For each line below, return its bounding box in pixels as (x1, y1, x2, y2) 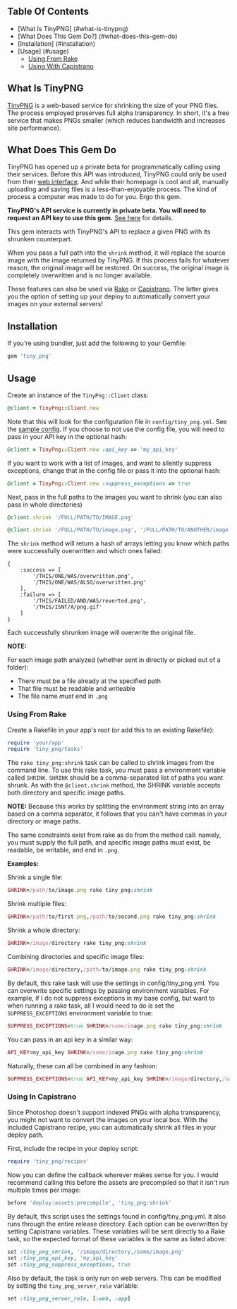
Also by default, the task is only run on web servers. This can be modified (7, 1274, 221, 1283)
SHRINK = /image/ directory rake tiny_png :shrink (7, 940, 147, 947)
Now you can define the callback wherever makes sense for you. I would (7, 1171, 219, 1179)
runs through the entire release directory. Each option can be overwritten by (7, 1219, 228, 1228)
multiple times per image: (7, 1186, 81, 1194)
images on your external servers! (7, 300, 104, 308)
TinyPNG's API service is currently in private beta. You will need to (7, 206, 207, 215)
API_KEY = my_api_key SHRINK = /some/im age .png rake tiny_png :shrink (7, 1049, 203, 1056)
